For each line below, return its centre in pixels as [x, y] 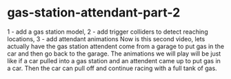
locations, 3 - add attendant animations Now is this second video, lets [106, 38]
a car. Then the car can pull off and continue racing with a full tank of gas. [112, 68]
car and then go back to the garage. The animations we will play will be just [114, 54]
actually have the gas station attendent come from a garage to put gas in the [116, 46]
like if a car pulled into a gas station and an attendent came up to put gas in [114, 60]
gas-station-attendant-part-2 [94, 13]
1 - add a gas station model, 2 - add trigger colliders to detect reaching [108, 32]
